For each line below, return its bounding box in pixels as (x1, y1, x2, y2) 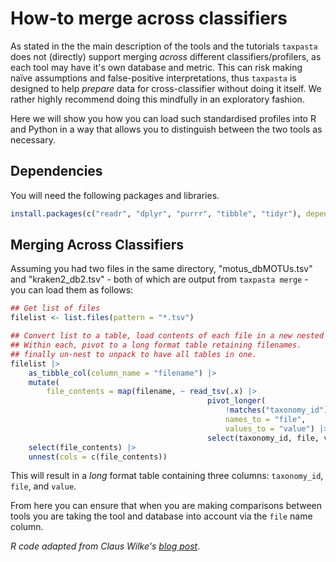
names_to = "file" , (224, 415, 307, 425)
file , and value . (10, 480, 77, 492)
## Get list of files (10, 303, 101, 314)
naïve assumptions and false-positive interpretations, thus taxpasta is (10, 72, 297, 84)
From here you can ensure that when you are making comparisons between (10, 500, 322, 512)
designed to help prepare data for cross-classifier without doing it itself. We (10, 82, 322, 94)
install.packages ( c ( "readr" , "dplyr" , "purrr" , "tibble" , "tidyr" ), (10, 208, 302, 219)
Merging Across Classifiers (10, 237, 185, 254)
